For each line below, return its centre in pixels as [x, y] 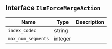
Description [90, 22]
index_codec [22, 30]
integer [62, 38]
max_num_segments [29, 39]
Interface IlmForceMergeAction [53, 8]
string [61, 30]
